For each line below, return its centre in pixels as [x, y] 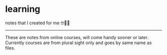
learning [23, 9]
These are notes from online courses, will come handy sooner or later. [77, 37]
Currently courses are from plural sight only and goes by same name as [79, 43]
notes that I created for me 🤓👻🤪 [38, 23]
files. [10, 48]
